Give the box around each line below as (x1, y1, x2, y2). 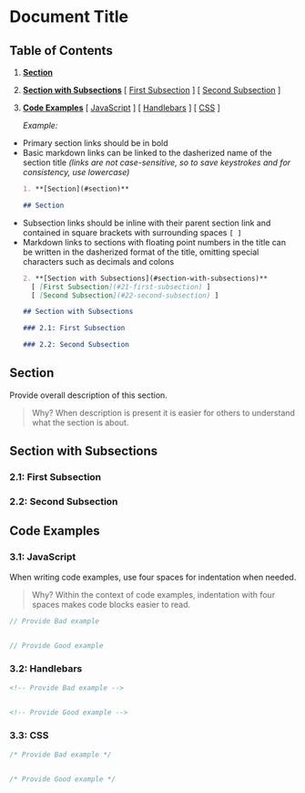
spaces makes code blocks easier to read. (31, 599, 191, 610)
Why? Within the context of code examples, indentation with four (31, 589, 276, 600)
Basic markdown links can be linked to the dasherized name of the (22, 148, 272, 158)
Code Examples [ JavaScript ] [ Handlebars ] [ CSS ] (22, 102, 220, 113)
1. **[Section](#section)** (22, 184, 129, 193)
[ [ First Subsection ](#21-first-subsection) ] (31, 282, 211, 291)
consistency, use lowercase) (22, 167, 130, 177)
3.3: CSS (9, 729, 49, 742)
